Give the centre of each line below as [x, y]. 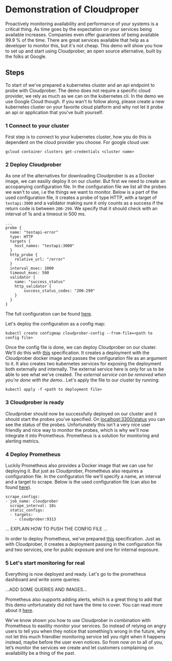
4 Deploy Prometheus [33, 454]
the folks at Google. [26, 56]
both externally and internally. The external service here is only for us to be [85, 369]
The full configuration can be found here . [49, 314]
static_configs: [27, 510]
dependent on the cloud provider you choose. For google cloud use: [78, 142]
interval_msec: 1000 [32, 268]
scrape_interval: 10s [33, 506]
